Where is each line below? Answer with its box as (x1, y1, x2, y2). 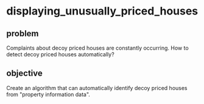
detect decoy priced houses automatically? (6, 51, 114, 58)
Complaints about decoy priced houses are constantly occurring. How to (6, 44, 189, 51)
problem (6, 28, 39, 39)
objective (6, 68, 43, 79)
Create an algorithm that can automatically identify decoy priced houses (6, 84, 188, 91)
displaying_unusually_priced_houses (6, 4, 199, 18)
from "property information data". (6, 91, 90, 98)
